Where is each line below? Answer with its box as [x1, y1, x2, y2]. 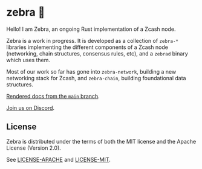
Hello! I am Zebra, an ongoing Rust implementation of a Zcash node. [6, 25, 176, 33]
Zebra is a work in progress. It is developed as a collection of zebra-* [6, 37, 178, 44]
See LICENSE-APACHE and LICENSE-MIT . [6, 156, 111, 163]
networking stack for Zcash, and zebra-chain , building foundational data [6, 74, 186, 81]
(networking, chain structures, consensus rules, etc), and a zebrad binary [6, 49, 189, 57]
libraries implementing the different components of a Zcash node [6, 43, 168, 51]
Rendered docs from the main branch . [6, 92, 100, 100]
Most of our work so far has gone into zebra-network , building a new [6, 68, 177, 75]
